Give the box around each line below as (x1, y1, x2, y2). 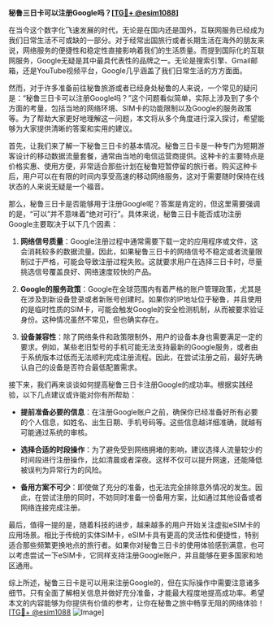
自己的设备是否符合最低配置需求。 (27, 362, 142, 372)
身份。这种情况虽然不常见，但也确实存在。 (19, 315, 163, 324)
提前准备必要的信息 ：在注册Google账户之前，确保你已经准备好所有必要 (19, 407, 258, 417)
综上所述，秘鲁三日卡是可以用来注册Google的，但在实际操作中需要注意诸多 (8, 578, 261, 588)
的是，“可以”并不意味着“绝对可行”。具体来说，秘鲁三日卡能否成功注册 (8, 209, 242, 219)
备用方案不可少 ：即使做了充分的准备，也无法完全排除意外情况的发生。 (19, 483, 256, 492)
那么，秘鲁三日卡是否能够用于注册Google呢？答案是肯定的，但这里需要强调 (8, 199, 261, 208)
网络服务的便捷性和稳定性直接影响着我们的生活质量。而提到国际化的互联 (22, 46, 265, 55)
